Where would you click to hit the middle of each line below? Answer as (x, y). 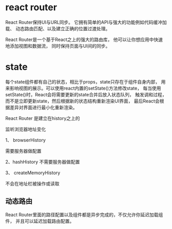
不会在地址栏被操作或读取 (32, 183)
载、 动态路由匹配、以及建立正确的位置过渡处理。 (58, 28)
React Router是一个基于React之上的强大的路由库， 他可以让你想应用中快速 (84, 39)
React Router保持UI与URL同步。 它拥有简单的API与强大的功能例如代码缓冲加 (86, 22)
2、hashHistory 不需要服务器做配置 (43, 162)
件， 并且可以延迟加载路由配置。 (40, 221)
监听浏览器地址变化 (26, 129)
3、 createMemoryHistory (33, 173)
